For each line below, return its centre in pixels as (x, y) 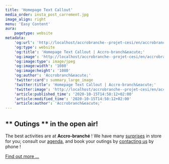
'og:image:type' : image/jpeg (45, 61)
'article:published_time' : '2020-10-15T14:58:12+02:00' (74, 94)
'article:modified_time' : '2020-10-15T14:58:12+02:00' (73, 99)
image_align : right (26, 19)
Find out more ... (22, 156)
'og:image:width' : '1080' (41, 66)
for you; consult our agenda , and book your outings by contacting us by (80, 141)
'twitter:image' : (32, 89)
